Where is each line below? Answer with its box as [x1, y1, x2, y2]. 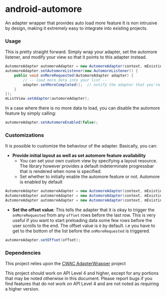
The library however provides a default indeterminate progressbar [19, 163, 154, 169]
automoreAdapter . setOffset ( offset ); [5, 237, 81, 243]
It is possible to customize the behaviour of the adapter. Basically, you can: [5, 143, 158, 149]
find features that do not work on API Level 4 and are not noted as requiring [5, 281, 159, 287]
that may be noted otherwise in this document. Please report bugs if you [5, 276, 152, 282]
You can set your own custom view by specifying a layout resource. [19, 158, 158, 164]
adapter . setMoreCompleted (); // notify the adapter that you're [23, 82, 161, 87]
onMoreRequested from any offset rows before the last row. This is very [12, 212, 156, 218]
